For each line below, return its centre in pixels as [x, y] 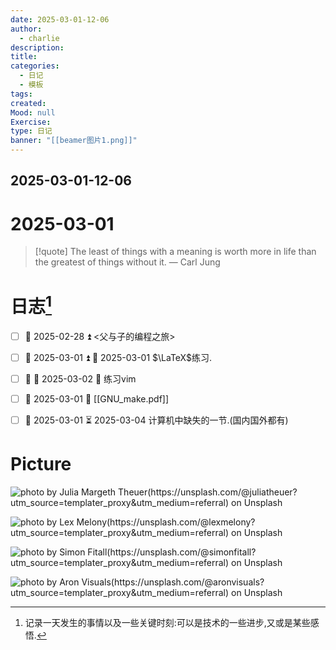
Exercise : [31, 122]
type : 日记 [31, 131]
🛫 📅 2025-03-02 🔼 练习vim [80, 378]
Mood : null [33, 112]
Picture [41, 464]
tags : [21, 94]
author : [26, 29]
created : [28, 103]
